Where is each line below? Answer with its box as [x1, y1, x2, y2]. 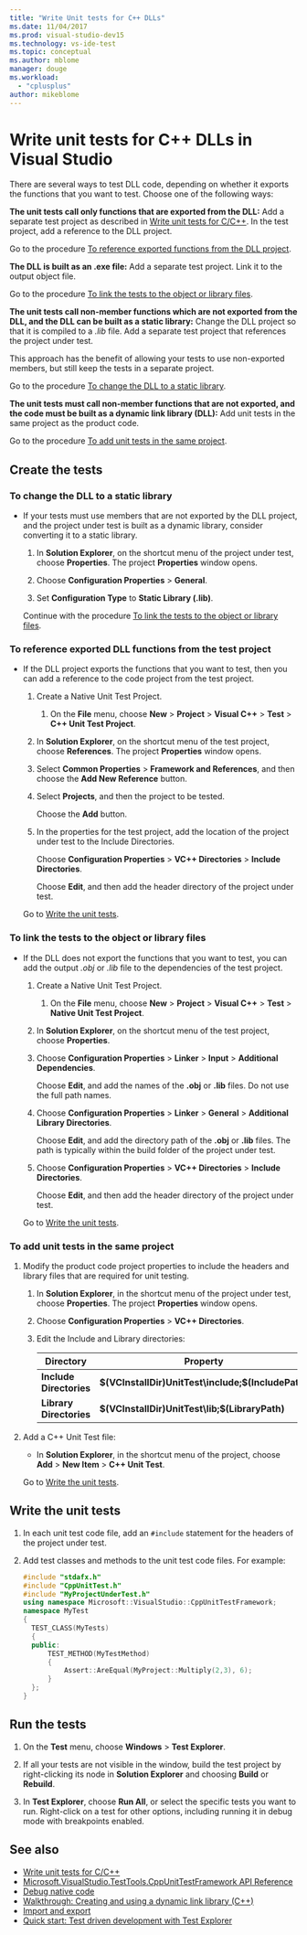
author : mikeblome [9, 90, 79, 99]
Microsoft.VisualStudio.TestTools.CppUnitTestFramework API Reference [22, 1876, 293, 1887]
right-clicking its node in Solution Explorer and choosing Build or [22, 1769, 270, 1780]
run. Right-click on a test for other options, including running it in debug [22, 1805, 292, 1816]
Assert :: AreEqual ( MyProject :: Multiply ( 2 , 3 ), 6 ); [63, 1666, 253, 1675]
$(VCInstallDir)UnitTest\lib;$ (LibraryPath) [99, 1403, 285, 1416]
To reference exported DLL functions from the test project [9, 643, 271, 656]
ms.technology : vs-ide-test [9, 38, 117, 48]
